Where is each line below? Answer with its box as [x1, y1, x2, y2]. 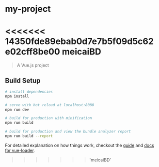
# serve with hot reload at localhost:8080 [5, 102, 95, 107]
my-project [5, 3, 51, 15]
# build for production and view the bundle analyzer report [5, 129, 131, 134]
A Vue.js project [16, 62, 49, 68]
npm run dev [5, 107, 29, 112]
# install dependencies [5, 89, 53, 94]
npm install [5, 94, 29, 99]
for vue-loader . [5, 147, 35, 153]
